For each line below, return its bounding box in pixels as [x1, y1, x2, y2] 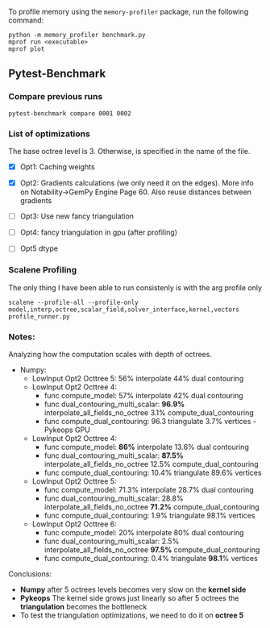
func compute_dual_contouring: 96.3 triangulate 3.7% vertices [44, 416, 251, 426]
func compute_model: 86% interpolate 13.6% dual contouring [44, 442, 250, 451]
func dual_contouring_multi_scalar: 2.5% [44, 536, 180, 546]
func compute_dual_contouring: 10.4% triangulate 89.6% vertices [44, 468, 262, 477]
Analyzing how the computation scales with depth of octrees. [8, 349, 212, 359]
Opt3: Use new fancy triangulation [19, 211, 135, 221]
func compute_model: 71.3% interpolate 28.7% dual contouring [44, 485, 254, 494]
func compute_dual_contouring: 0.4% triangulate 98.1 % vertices [44, 553, 258, 563]
